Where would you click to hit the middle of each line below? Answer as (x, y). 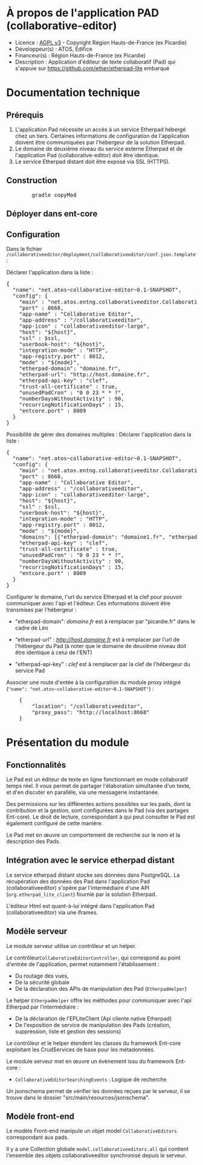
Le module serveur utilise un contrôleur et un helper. (72, 946)
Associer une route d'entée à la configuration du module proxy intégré (94, 682)
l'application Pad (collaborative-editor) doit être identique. (87, 155)
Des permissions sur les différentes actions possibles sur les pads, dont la (99, 803)
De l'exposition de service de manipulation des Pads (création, (93, 1025)
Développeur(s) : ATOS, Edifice (53, 49)
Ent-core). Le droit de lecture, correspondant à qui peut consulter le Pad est (101, 817)
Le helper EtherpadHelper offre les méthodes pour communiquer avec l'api (99, 1000)
